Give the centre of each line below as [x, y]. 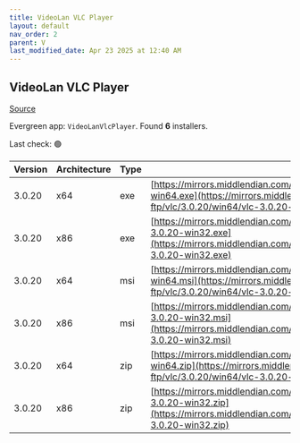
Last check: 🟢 [36, 143]
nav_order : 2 [33, 34]
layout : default [39, 26]
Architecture [84, 169]
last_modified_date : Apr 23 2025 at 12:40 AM [95, 51]
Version [31, 169]
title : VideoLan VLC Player [62, 17]
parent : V [28, 43]
